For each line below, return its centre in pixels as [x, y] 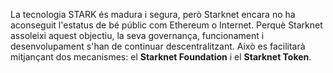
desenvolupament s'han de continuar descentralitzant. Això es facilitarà [158, 46]
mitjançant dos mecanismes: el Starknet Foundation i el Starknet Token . [161, 57]
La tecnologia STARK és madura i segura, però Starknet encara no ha [153, 14]
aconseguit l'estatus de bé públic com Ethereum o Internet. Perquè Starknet [166, 25]
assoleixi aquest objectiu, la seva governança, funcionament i [137, 35]
